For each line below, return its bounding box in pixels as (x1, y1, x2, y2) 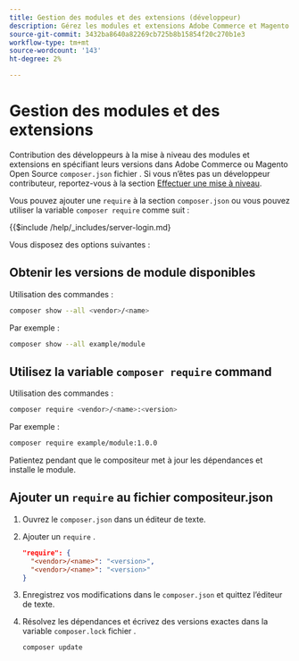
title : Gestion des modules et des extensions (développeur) (9, 13, 242, 22)
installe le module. (9, 464, 77, 475)
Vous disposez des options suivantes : (9, 238, 151, 250)
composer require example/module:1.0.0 (9, 439, 158, 448)
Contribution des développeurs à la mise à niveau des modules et (9, 149, 250, 160)
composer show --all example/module (9, 339, 145, 348)
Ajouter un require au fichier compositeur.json (9, 490, 274, 506)
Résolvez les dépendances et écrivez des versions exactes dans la (21, 616, 269, 627)
